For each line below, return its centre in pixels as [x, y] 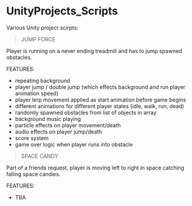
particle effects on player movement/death [68, 125]
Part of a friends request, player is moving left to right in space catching [95, 168]
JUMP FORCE [38, 39]
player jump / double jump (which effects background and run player [100, 87]
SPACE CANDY [39, 156]
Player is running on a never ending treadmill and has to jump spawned [94, 51]
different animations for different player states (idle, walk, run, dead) [100, 106]
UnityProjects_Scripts [62, 11]
